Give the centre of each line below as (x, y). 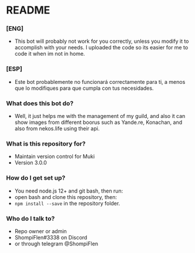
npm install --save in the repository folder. (67, 203)
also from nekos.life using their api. (57, 129)
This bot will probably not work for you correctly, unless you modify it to (102, 41)
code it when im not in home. (50, 54)
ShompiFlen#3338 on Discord (51, 237)
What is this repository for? (46, 144)
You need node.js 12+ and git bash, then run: (69, 191)
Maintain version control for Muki (55, 157)
